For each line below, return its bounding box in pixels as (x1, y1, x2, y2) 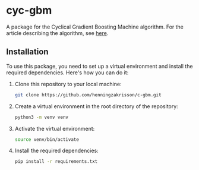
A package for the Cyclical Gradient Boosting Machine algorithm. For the (6, 23, 184, 30)
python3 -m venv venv (14, 114, 69, 120)
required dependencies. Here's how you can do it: (6, 69, 129, 76)
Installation (6, 47, 49, 57)
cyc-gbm (6, 4, 52, 17)
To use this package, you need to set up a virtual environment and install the (6, 62, 193, 70)
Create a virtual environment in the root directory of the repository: (14, 102, 178, 110)
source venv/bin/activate (14, 136, 79, 143)
